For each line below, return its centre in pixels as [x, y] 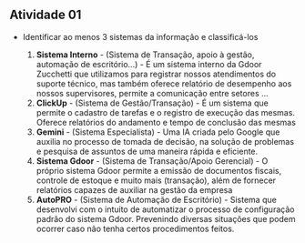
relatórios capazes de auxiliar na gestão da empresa [134, 189]
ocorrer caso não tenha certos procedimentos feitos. [135, 228]
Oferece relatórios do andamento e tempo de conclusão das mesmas [166, 122]
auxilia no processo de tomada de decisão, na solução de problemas [165, 141]
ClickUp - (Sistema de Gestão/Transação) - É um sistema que [152, 103]
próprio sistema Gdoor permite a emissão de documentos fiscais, [159, 170]
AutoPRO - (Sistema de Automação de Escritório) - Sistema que [157, 199]
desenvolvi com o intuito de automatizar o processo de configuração [165, 209]
